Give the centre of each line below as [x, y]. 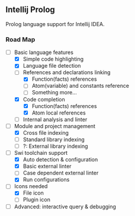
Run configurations [46, 180]
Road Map [20, 39]
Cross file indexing [46, 132]
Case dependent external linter [61, 173]
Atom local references [59, 113]
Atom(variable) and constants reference [81, 86]
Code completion [44, 99]
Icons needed [31, 186]
